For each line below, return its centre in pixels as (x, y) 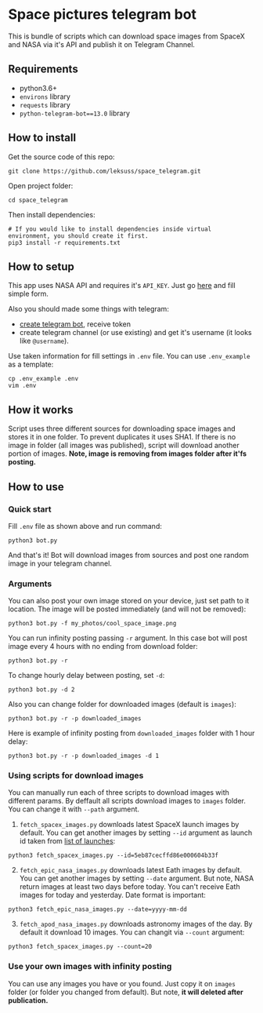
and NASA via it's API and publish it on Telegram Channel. (102, 44)
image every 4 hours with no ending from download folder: (103, 647)
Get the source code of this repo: (61, 157)
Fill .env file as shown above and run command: (85, 526)
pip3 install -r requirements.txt (65, 242)
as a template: (31, 364)
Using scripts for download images (76, 776)
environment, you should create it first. (78, 236)
